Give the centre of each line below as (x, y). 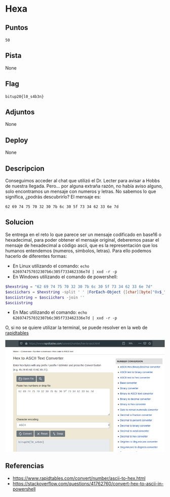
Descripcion (25, 168)
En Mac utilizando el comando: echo (50, 312)
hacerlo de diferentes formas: (36, 256)
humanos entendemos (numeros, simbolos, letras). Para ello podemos (78, 251)
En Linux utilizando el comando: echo (51, 266)
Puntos (17, 28)
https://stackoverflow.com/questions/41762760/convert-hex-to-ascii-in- (88, 483)
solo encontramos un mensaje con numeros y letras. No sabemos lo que (81, 191)
